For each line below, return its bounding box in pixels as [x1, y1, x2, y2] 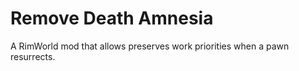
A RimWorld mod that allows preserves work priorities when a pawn [10, 40, 290, 52]
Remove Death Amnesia [10, 7, 214, 30]
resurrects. [10, 50, 56, 62]
